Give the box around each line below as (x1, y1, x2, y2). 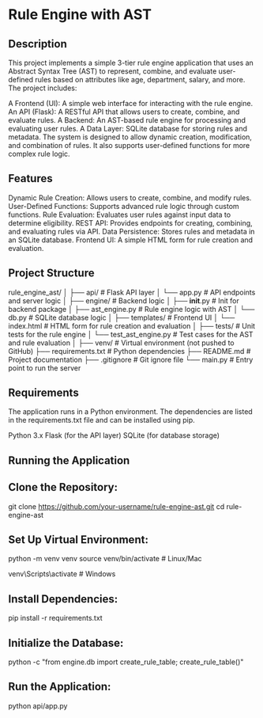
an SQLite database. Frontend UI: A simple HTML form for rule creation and (8, 235, 254, 245)
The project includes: (8, 83, 77, 93)
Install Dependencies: (8, 592, 118, 606)
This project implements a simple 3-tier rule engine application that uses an (8, 58, 254, 67)
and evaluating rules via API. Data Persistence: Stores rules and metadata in (8, 226, 255, 236)
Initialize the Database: (8, 636, 124, 650)
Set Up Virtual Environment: (8, 533, 148, 547)
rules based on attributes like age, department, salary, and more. (35, 75, 246, 84)
